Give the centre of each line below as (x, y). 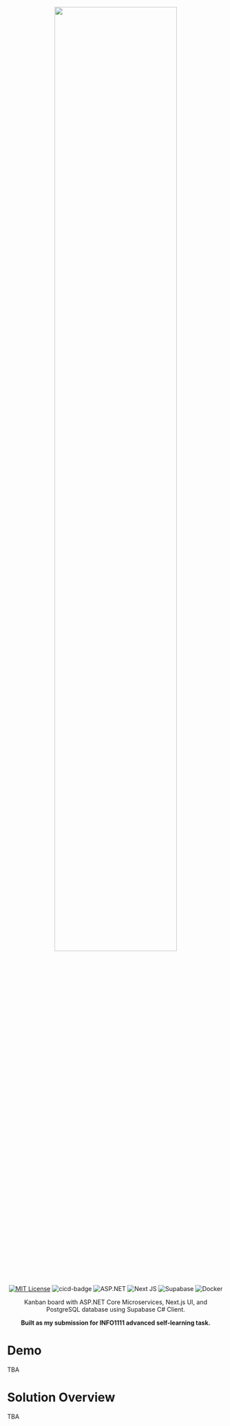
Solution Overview (61, 1397)
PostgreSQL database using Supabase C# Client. (116, 1309)
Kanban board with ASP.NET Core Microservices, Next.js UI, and (116, 1302)
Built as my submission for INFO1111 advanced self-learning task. (116, 1323)
